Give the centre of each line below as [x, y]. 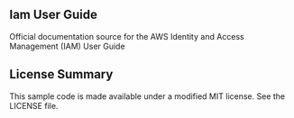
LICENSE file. [34, 105]
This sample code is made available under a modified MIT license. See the [147, 96]
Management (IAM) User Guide [67, 46]
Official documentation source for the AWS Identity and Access [127, 36]
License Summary [61, 74]
